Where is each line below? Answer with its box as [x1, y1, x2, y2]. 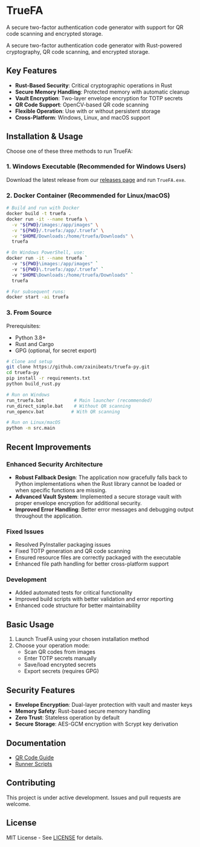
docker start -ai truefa [6, 294, 69, 300]
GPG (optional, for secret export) [15, 347, 97, 354]
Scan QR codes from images [24, 648, 95, 655]
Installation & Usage [6, 131, 83, 142]
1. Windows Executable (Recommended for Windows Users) [6, 163, 186, 171]
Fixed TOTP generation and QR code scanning [15, 547, 131, 555]
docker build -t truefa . [6, 211, 71, 217]
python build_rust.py [6, 381, 61, 387]
